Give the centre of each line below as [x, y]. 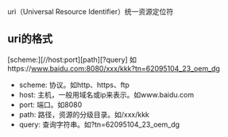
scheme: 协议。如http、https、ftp [74, 85]
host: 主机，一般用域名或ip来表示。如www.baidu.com [106, 94]
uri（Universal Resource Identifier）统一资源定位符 [91, 11]
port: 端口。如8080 [50, 105]
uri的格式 [30, 39]
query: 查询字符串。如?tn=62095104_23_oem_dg [99, 124]
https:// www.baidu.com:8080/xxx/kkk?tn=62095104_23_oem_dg [114, 68]
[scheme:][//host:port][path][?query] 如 [72, 59]
